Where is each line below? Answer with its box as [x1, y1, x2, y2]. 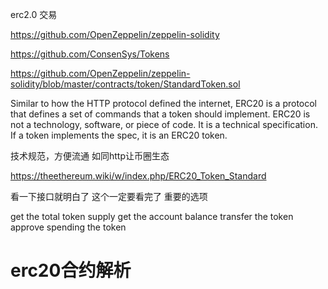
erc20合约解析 [10, 259, 132, 282]
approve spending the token [10, 221, 127, 233]
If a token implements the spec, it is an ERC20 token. [10, 129, 228, 141]
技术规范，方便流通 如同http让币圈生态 [10, 150, 170, 162]
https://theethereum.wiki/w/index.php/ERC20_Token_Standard [10, 170, 267, 182]
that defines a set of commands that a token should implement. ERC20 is [10, 108, 311, 120]
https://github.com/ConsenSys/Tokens [10, 48, 170, 60]
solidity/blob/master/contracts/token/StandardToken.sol [10, 78, 241, 90]
